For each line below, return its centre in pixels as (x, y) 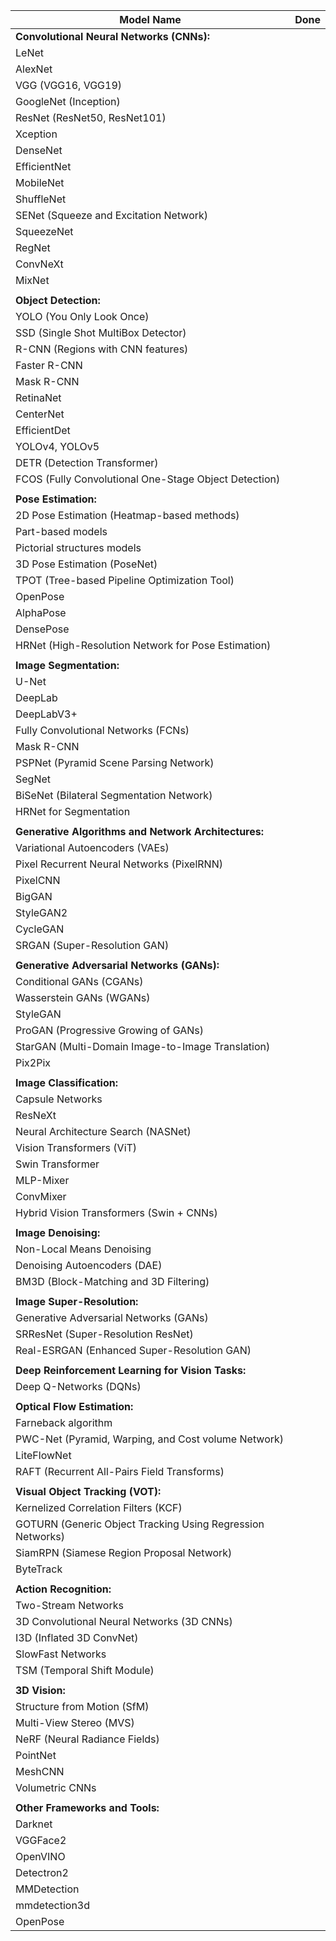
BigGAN (34, 896)
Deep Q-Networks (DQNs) (78, 1386)
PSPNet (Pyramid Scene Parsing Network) (115, 762)
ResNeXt (36, 1115)
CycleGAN (40, 929)
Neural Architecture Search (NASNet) (103, 1131)
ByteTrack (39, 1569)
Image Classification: (66, 1082)
